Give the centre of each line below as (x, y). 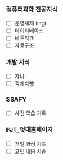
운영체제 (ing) (31, 23)
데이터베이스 (29, 31)
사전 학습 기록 (30, 113)
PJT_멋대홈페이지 (29, 130)
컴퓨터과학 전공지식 (32, 9)
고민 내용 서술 (30, 151)
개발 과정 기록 (30, 143)
